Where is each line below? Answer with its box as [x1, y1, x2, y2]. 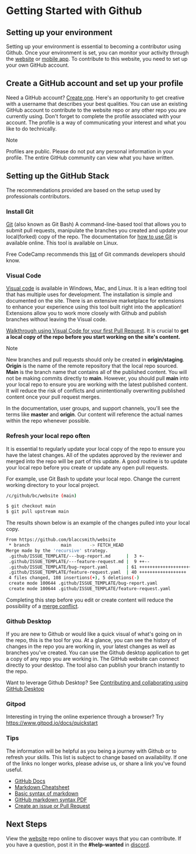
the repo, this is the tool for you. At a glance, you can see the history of [6, 637, 177, 644]
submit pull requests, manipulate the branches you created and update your [6, 227, 188, 234]
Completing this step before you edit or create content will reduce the [6, 596, 173, 603]
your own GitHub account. [6, 61, 69, 68]
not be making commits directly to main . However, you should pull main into [6, 375, 189, 382]
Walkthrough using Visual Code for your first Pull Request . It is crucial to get [6, 327, 189, 334]
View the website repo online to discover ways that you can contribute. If [6, 835, 182, 842]
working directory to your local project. [6, 481, 100, 488]
